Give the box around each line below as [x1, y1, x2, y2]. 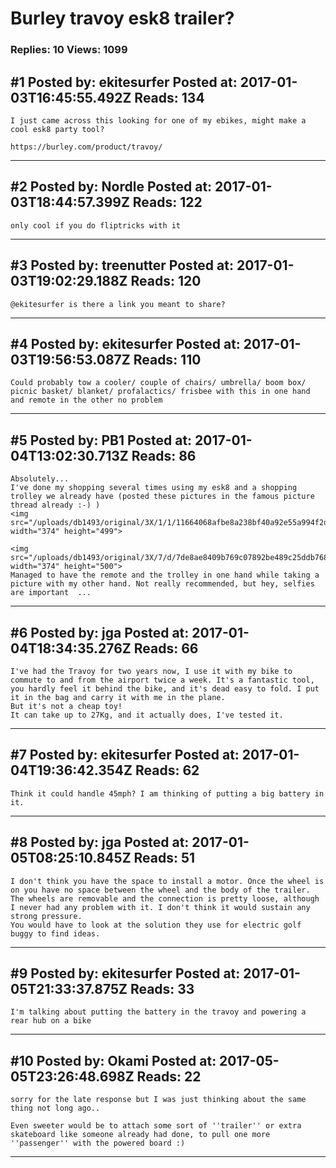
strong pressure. [10, 911, 83, 921]
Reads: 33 [129, 981, 195, 997]
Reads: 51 [133, 850, 196, 867]
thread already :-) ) [10, 500, 101, 511]
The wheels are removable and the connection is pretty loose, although [10, 893, 320, 904]
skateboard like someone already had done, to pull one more [10, 1130, 271, 1140]
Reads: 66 [133, 640, 199, 657]
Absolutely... [10, 474, 70, 484]
